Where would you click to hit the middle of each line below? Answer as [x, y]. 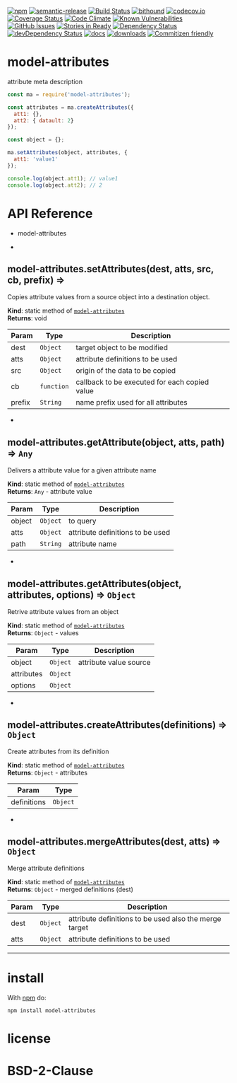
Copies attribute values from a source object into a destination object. [109, 297]
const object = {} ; [36, 140]
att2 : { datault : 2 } [44, 120]
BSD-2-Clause [50, 1071]
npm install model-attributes [52, 1010]
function [54, 387]
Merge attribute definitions [46, 868]
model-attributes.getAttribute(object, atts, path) [116, 442]
